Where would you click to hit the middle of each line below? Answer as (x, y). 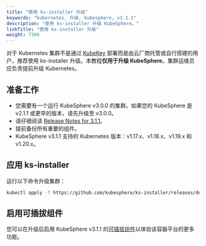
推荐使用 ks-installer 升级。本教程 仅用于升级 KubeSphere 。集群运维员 (106, 61)
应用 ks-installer (38, 165)
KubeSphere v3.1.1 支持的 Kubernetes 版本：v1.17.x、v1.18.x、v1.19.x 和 (103, 136)
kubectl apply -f (29, 193)
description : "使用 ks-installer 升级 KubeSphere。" (73, 23)
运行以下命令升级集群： (36, 181)
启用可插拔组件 (35, 213)
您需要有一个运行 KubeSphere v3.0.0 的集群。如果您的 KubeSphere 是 (104, 106)
